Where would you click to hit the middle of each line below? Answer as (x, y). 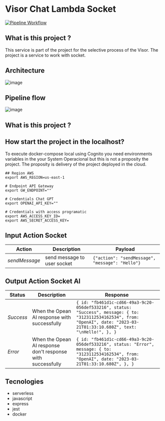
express (20, 404)
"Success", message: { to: (108, 312)
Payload (125, 249)
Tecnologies (24, 381)
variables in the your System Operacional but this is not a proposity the (77, 159)
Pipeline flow (25, 98)
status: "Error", (134, 344)
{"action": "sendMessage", (124, 258)
